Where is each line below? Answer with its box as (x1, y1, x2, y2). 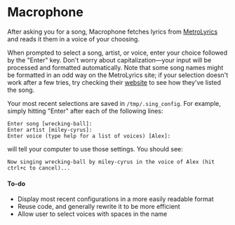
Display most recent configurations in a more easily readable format (17, 195, 214, 203)
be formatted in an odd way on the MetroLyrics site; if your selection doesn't (7, 71, 229, 79)
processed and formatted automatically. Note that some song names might (7, 63, 224, 71)
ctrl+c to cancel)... (7, 164, 71, 172)
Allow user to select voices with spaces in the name (17, 210, 168, 218)
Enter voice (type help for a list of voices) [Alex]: (7, 132, 171, 139)
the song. (7, 86, 35, 94)
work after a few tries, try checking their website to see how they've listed (7, 78, 222, 86)
